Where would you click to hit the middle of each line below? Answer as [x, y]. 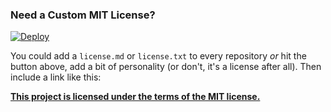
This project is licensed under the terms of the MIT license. [135, 97]
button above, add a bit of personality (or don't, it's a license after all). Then [166, 67]
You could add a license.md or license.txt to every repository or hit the [158, 56]
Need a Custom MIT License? [83, 15]
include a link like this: [56, 77]
